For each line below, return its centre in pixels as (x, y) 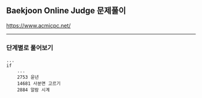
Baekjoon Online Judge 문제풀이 (66, 11)
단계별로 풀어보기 (30, 48)
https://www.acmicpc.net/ (38, 25)
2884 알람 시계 (33, 90)
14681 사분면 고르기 (39, 84)
